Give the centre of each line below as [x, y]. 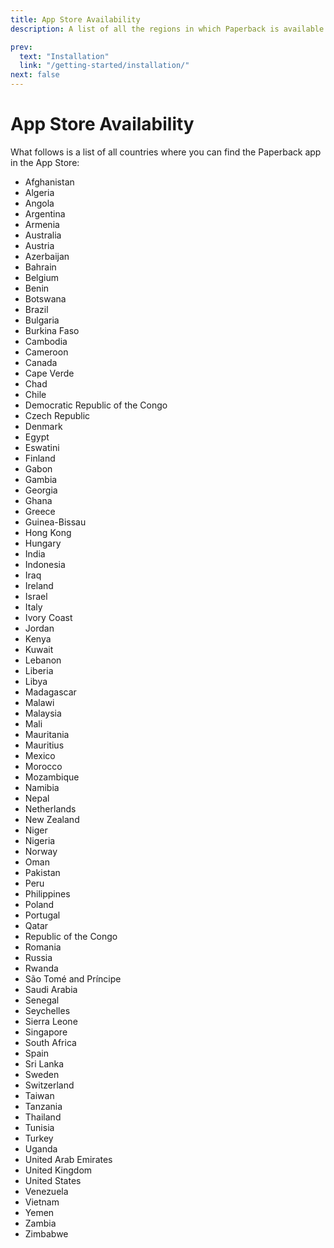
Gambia [41, 479]
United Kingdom [58, 1170]
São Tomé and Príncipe [73, 978]
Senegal [42, 1000]
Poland [39, 904]
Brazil [36, 309]
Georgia [41, 490]
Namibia [42, 787]
